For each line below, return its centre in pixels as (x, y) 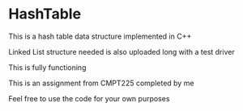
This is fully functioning (47, 67)
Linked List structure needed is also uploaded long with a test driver (122, 51)
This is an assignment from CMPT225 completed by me (101, 83)
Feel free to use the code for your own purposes (89, 98)
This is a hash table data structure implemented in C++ (100, 36)
